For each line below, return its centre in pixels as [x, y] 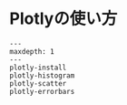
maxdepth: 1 [32, 51]
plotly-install [38, 68]
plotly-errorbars [42, 91]
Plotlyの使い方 [63, 19]
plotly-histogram [42, 75]
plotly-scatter [38, 83]
